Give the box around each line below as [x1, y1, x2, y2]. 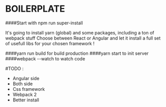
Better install [12, 97, 39, 103]
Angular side [12, 75, 40, 81]
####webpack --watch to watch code [5, 55, 86, 61]
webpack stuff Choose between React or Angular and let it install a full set [5, 35, 161, 41]
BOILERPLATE [5, 3, 65, 15]
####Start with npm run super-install [5, 20, 83, 26]
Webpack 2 [12, 91, 37, 97]
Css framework [12, 86, 45, 92]
